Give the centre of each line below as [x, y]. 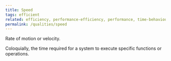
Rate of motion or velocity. [33, 39]
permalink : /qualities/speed [36, 24]
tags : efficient [22, 15]
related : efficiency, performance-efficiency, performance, [70, 19]
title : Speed [19, 10]
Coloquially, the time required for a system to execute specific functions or [83, 48]
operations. [17, 54]
